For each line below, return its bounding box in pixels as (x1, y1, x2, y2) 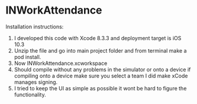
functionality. (14, 91, 46, 98)
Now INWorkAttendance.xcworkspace (14, 60, 108, 67)
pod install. (14, 53, 41, 60)
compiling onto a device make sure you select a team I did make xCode (14, 72, 188, 79)
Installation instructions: (5, 23, 64, 30)
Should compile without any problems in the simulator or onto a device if (14, 66, 191, 73)
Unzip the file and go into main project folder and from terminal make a (14, 47, 187, 54)
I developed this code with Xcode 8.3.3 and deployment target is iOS (14, 34, 182, 41)
